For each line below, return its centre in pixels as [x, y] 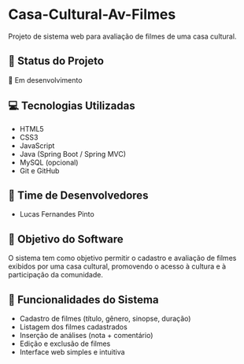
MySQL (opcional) [49, 162]
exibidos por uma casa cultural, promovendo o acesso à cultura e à [117, 266]
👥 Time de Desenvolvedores [78, 195]
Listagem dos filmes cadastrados [73, 327]
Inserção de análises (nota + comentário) [86, 335]
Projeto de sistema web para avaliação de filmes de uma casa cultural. [122, 36]
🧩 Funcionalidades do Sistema [83, 300]
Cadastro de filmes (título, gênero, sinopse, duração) [105, 318]
